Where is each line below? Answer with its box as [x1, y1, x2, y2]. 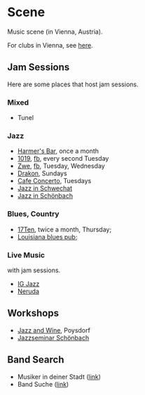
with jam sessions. [7, 266, 61, 274]
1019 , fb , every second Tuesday [17, 154, 109, 163]
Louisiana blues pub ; [17, 232, 78, 241]
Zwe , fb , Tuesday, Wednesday [17, 162, 105, 170]
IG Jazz [17, 279, 40, 288]
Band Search [7, 354, 64, 366]
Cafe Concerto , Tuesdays [17, 177, 92, 185]
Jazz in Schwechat [17, 184, 72, 193]
